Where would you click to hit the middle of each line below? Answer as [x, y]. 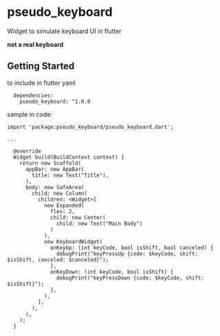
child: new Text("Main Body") [99, 224]
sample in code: [30, 114]
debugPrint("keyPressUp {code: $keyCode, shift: [127, 254]
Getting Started [41, 66]
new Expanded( [64, 205]
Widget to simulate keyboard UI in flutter [64, 31]
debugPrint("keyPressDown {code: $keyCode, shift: [130, 278]
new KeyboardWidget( [73, 241]
